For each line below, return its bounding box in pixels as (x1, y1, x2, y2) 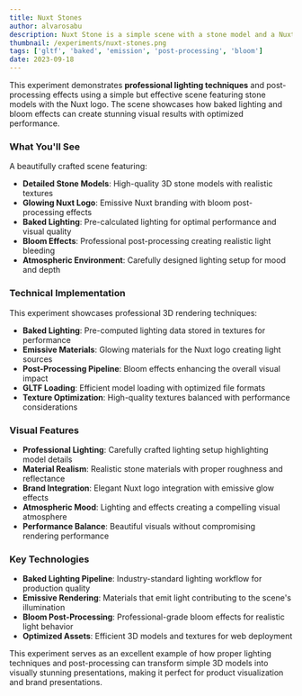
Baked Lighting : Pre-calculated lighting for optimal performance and (22, 217, 277, 228)
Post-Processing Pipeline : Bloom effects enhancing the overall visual (22, 363, 281, 374)
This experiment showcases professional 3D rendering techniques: (9, 307, 258, 318)
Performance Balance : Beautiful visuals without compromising (22, 520, 256, 531)
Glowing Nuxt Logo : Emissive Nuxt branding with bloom (22, 197, 231, 208)
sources (22, 353, 53, 365)
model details (22, 454, 73, 465)
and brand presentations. (9, 677, 103, 688)
